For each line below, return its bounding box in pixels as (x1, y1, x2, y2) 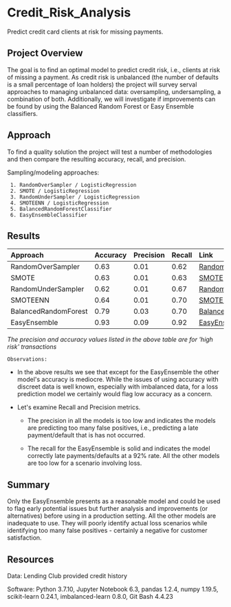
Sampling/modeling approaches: (7, 168, 100, 176)
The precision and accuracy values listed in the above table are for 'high (7, 335, 213, 344)
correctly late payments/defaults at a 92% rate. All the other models (27, 452, 220, 460)
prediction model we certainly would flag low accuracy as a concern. (16, 390, 213, 398)
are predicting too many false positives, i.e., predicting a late (27, 424, 199, 432)
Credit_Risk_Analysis (7, 5, 131, 21)
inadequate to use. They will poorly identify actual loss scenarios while (7, 519, 208, 527)
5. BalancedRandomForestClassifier (10, 205, 112, 212)
